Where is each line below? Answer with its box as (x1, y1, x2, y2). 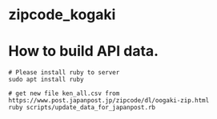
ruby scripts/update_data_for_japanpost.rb (8, 104, 156, 112)
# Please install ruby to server (8, 69, 120, 77)
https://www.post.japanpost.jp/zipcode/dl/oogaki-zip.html (8, 97, 210, 105)
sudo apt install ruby (8, 76, 84, 84)
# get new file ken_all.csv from (8, 89, 120, 97)
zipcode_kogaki (8, 6, 116, 24)
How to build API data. (8, 42, 159, 61)
